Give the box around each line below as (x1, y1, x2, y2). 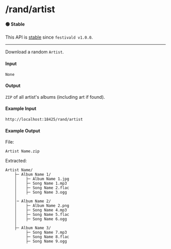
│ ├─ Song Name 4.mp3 (14, 208, 67, 213)
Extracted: (5, 158, 27, 164)
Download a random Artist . (5, 49, 64, 55)
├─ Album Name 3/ (14, 226, 51, 231)
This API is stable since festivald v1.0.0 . (5, 34, 93, 40)
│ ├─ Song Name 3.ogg (14, 190, 67, 195)
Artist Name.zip (5, 149, 40, 154)
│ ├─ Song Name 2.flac (14, 185, 70, 190)
